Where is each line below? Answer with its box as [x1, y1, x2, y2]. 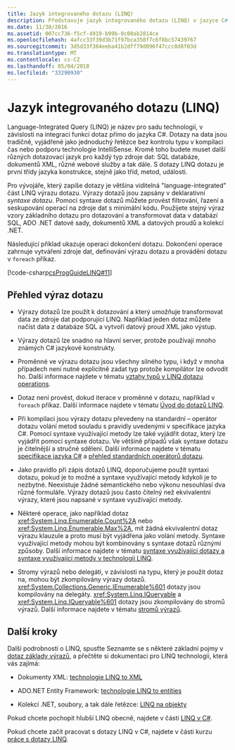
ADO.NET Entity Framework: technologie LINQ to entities [17, 687, 182, 695]
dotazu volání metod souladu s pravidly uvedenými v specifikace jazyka [17, 422, 227, 430]
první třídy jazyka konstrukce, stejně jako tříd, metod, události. [7, 168, 188, 176]
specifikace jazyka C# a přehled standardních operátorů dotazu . [17, 452, 205, 461]
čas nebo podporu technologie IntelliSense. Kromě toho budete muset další [7, 145, 226, 154]
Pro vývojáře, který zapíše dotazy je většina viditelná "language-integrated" [7, 181, 227, 190]
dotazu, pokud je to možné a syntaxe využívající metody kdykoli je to [17, 473, 217, 482]
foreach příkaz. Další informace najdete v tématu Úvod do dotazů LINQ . [17, 401, 224, 409]
